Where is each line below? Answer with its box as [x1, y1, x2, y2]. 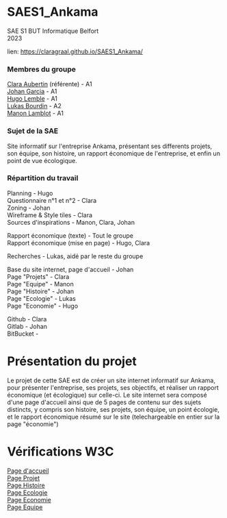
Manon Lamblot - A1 [7, 109, 64, 117]
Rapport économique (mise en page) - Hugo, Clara [7, 238, 150, 247]
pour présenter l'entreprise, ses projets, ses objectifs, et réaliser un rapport [7, 383, 219, 391]
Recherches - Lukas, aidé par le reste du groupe [7, 251, 144, 260]
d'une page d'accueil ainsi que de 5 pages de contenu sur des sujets [7, 398, 202, 406]
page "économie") [7, 419, 59, 428]
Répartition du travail [7, 173, 79, 183]
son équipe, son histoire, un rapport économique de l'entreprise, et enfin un [7, 149, 221, 158]
